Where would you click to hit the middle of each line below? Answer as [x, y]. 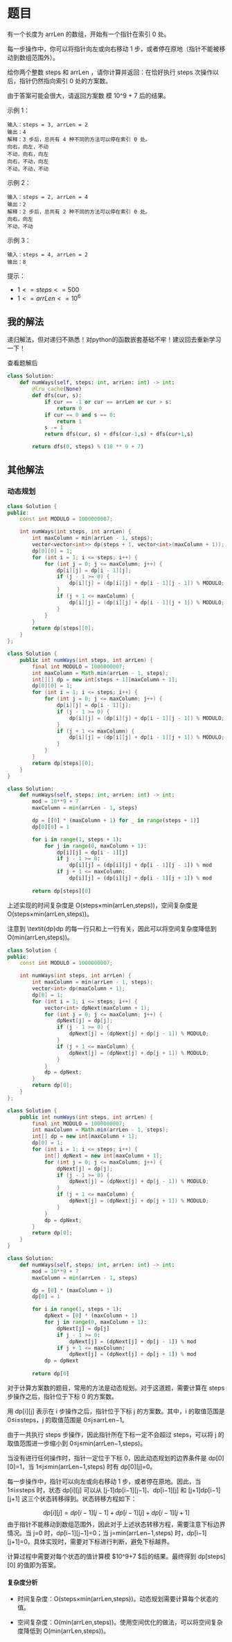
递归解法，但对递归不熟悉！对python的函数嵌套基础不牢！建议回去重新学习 [114, 340]
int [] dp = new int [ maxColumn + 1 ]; [85, 1137]
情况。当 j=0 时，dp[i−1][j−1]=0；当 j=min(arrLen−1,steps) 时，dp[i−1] [107, 1532]
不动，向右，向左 [28, 154]
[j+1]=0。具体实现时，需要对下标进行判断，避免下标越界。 [90, 1541]
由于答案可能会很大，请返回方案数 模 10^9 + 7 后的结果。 [88, 95]
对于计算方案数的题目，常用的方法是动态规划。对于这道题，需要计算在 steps [116, 1388]
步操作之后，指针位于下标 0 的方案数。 [62, 1396]
